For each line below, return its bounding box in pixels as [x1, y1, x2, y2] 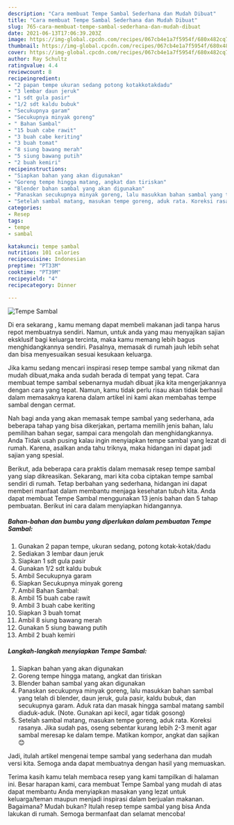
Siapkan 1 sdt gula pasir [17, 557, 86, 565]
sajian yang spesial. [8, 450, 65, 459]
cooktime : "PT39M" [8, 269, 61, 276]
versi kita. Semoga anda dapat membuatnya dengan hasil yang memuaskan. [8, 760, 226, 768]
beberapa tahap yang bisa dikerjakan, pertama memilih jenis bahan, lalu [8, 421, 214, 430]
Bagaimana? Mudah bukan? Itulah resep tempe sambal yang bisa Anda [8, 802, 211, 811]
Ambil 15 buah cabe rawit [17, 594, 91, 602]
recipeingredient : [8, 74, 61, 82]
